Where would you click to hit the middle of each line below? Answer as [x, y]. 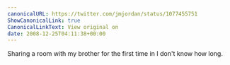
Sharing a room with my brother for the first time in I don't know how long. [115, 54]
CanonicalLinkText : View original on [63, 27]
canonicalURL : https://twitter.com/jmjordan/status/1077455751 [103, 14]
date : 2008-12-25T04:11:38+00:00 [57, 34]
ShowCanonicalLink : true [44, 20]
